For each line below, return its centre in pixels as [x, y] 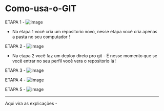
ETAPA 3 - [15, 70]
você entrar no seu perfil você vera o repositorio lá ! [64, 61]
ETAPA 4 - [15, 80]
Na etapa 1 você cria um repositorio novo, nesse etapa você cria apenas [85, 31]
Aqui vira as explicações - [31, 103]
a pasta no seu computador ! [41, 37]
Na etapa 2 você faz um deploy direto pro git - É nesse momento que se [85, 55]
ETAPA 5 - [15, 89]
